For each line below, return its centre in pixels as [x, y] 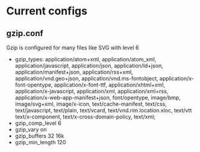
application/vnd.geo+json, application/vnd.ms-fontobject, [86, 78]
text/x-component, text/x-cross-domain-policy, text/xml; [85, 117]
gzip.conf [25, 33]
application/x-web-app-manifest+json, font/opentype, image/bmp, [98, 98]
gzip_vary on [31, 129]
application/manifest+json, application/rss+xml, [74, 72]
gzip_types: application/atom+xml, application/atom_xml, [86, 59]
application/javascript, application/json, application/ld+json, [89, 65]
